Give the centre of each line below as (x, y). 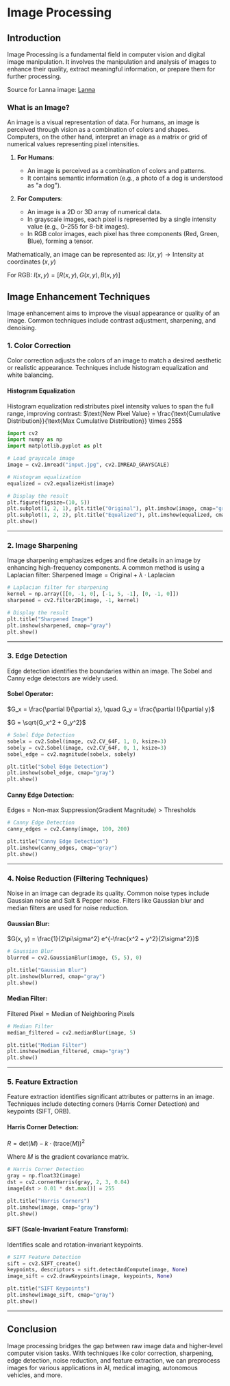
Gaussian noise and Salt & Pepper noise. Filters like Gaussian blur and (105, 901)
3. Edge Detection (37, 656)
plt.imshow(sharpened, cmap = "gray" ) (59, 625)
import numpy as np (35, 440)
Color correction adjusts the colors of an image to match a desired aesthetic (115, 360)
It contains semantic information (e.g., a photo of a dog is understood (125, 178)
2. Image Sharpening (42, 546)
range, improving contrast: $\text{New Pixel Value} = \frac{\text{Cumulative (114, 413)
